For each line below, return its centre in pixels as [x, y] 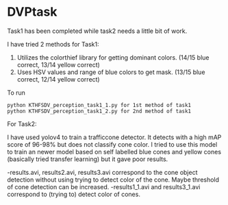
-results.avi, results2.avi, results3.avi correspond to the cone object [102, 172]
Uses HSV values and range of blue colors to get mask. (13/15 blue [111, 72]
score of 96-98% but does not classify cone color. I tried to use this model [112, 144]
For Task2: [22, 123]
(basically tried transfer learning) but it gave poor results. [88, 159]
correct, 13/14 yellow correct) [59, 64]
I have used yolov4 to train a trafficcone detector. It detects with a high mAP [114, 137]
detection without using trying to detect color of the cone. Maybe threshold [113, 180]
